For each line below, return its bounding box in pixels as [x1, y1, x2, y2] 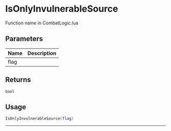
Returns [5, 76, 32, 84]
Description [27, 49, 57, 56]
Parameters [5, 35, 43, 43]
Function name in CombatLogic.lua [5, 20, 78, 26]
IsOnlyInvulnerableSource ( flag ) [5, 116, 74, 121]
